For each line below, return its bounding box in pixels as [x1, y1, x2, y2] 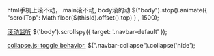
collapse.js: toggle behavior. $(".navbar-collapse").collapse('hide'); [7, 42, 196, 49]
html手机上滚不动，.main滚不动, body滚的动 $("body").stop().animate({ [7, 6, 207, 14]
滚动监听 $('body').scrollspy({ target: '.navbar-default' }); [7, 28, 168, 36]
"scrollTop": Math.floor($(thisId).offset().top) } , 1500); [7, 14, 159, 22]
